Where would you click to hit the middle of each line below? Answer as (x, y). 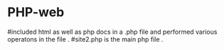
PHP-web (36, 12)
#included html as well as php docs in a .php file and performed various (112, 32)
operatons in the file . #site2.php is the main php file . (85, 39)
